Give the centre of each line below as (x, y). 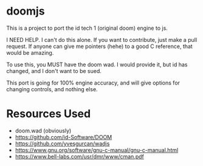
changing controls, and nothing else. (52, 89)
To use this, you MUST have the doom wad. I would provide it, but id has (97, 64)
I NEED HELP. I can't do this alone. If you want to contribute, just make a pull (102, 40)
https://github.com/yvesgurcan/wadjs (62, 144)
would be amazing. (30, 52)
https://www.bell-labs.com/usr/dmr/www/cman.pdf (79, 156)
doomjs (26, 11)
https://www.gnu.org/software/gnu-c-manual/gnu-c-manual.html (97, 150)
